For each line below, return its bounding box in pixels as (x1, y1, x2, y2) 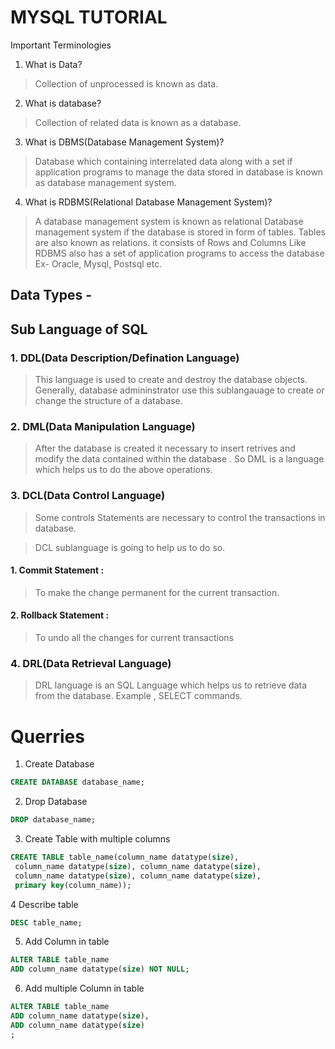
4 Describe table (10, 898, 79, 910)
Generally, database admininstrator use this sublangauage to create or (34, 384, 325, 396)
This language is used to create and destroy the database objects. (34, 374, 308, 386)
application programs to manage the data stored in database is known (34, 166, 324, 178)
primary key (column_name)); (14, 880, 132, 890)
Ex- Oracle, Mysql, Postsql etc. (34, 257, 163, 270)
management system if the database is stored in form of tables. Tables (34, 226, 326, 238)
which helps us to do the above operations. (34, 464, 213, 476)
